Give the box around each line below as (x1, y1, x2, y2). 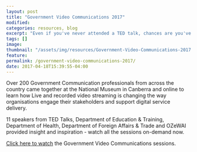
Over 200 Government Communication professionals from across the (6, 80, 174, 87)
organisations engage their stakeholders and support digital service (6, 98, 170, 105)
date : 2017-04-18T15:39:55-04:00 (6, 63, 88, 70)
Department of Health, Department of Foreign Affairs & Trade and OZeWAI (6, 122, 186, 130)
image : (6, 42, 22, 48)
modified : (6, 19, 31, 25)
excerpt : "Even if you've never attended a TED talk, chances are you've (6, 31, 192, 37)
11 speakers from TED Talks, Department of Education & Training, (6, 116, 164, 123)
